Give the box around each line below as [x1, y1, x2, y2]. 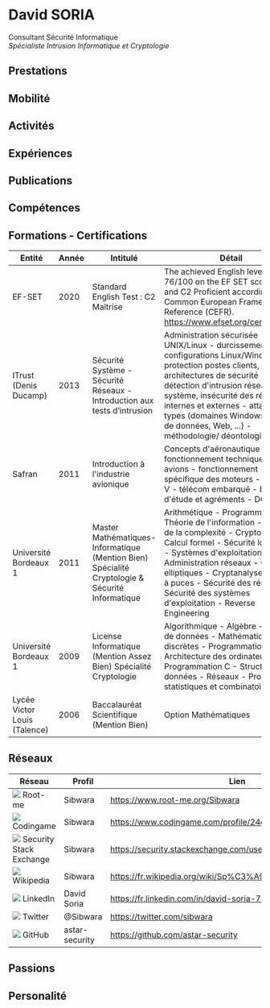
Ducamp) [12, 390, 48, 401]
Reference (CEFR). [163, 306, 235, 317]
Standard [92, 281, 127, 292]
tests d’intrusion [92, 405, 153, 417]
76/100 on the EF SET [163, 276, 249, 288]
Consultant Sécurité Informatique [8, 32, 119, 42]
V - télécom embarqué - [163, 483, 258, 495]
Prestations [8, 64, 67, 78]
